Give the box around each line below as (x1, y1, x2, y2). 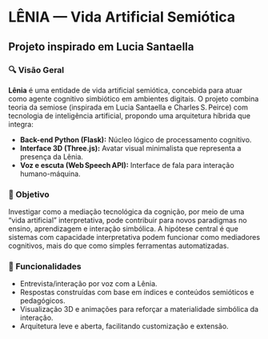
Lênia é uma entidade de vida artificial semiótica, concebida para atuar (8, 85, 242, 95)
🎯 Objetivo (8, 189, 50, 200)
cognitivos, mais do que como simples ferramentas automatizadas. (8, 241, 230, 251)
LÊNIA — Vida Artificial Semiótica (8, 8, 236, 26)
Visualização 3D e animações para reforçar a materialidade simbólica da (19, 305, 258, 314)
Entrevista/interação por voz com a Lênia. (19, 279, 158, 289)
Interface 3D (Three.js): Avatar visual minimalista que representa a (19, 143, 242, 153)
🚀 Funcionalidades (8, 261, 82, 272)
